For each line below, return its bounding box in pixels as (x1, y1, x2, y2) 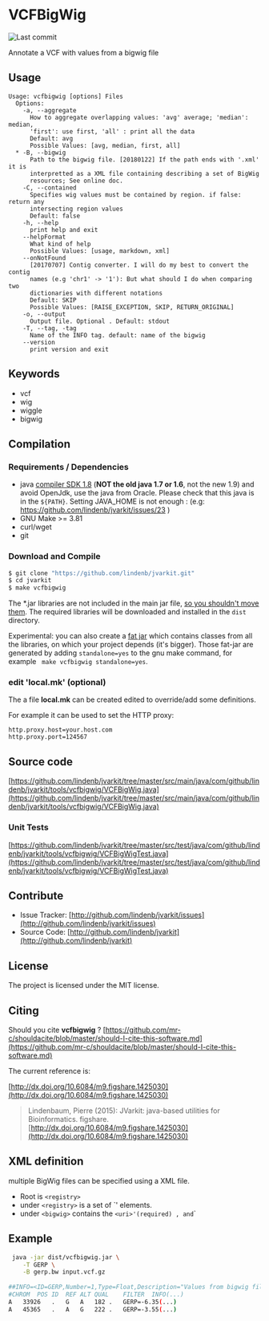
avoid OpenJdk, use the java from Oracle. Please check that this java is (19, 488, 255, 498)
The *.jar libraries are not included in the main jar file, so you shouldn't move (8, 598, 259, 608)
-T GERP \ (22, 1261, 56, 1269)
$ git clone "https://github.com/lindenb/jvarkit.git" (8, 569, 195, 577)
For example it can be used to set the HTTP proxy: (8, 711, 175, 720)
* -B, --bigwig (15, 149, 66, 157)
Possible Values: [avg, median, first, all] (29, 141, 181, 149)
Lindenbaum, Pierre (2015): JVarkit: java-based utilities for (27, 1106, 220, 1115)
